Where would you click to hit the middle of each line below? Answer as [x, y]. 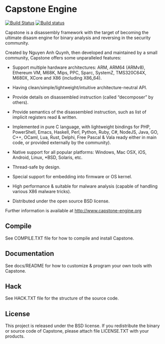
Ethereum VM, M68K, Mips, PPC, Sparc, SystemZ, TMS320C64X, [79, 72]
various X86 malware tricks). [42, 191]
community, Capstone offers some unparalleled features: [63, 57]
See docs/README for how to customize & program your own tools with [79, 265]
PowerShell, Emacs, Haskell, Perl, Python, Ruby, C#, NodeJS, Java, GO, [85, 132]
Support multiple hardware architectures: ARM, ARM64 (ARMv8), [79, 67]
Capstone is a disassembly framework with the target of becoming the [77, 32]
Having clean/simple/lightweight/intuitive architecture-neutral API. [80, 87]
